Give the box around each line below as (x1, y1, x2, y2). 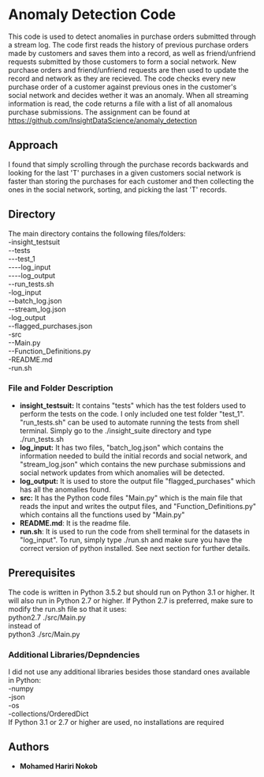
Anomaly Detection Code (8, 6, 177, 24)
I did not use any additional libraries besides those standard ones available (8, 666, 251, 677)
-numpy (8, 684, 34, 693)
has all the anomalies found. (19, 485, 112, 494)
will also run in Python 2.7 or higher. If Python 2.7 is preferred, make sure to (8, 595, 254, 605)
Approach (8, 138, 58, 152)
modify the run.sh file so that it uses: (8, 604, 128, 613)
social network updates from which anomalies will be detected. (19, 468, 225, 477)
